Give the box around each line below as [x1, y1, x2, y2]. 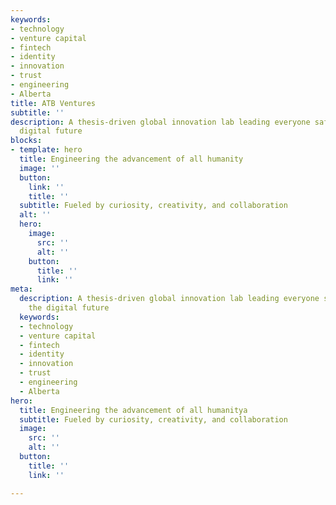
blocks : [10, 136, 43, 146]
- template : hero [10, 145, 83, 155]
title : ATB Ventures [10, 98, 97, 108]
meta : [10, 284, 33, 295]
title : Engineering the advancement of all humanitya [19, 405, 248, 415]
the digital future [28, 303, 110, 313]
